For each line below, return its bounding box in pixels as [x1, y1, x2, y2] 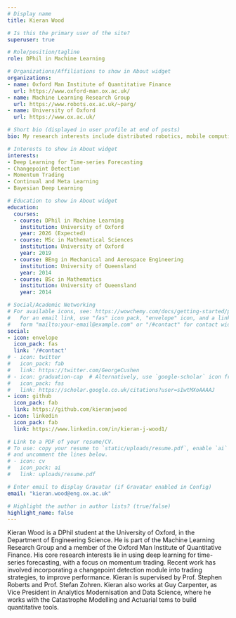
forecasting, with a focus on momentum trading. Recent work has [26, 558, 216, 567]
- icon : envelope [7, 334, 58, 341]
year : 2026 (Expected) [20, 230, 86, 237]
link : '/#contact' [13, 347, 68, 355]
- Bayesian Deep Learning [7, 185, 83, 192]
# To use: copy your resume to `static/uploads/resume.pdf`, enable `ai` [7, 445, 228, 452]
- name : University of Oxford [7, 107, 96, 114]
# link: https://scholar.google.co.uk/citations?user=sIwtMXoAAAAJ [7, 386, 216, 393]
